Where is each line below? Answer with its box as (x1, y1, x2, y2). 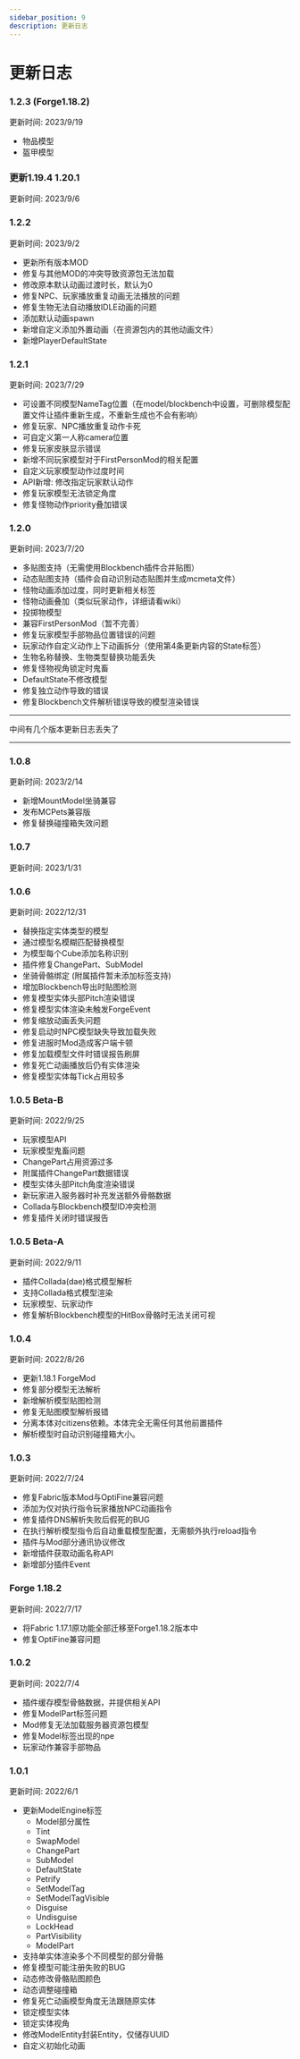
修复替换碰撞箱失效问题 (21, 818, 109, 828)
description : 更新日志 (9, 21, 88, 30)
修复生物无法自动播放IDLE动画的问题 (21, 301, 157, 312)
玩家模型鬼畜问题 (21, 1146, 86, 1157)
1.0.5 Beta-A (9, 1235, 64, 1248)
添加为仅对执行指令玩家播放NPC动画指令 (21, 1504, 172, 1514)
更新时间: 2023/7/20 (9, 543, 85, 555)
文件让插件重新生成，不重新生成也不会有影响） (29, 409, 203, 420)
